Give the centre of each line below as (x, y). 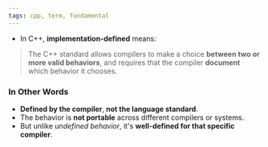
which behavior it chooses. (73, 71)
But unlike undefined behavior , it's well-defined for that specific (127, 125)
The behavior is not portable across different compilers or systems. (132, 117)
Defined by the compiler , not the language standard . (109, 109)
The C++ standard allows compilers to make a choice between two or (144, 54)
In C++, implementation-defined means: (88, 38)
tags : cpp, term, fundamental (59, 16)
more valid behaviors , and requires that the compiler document (134, 62)
